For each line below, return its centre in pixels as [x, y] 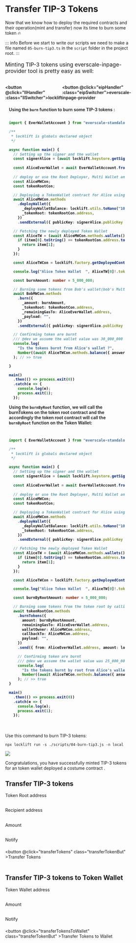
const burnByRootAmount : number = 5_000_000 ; [61, 598]
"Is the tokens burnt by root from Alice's [67, 670]
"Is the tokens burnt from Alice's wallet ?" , [66, 348]
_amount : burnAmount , [44, 303]
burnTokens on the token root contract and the [57, 412]
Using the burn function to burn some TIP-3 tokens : [62, 110]
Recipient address [24, 810]
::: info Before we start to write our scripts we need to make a [67, 43]
